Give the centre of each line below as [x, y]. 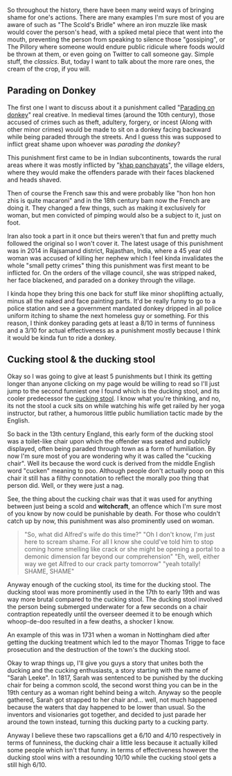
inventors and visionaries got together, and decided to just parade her [107, 714]
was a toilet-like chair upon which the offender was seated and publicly [109, 441]
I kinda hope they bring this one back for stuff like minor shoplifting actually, [115, 293]
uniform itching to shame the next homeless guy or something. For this [108, 315]
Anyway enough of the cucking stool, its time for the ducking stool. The [109, 584]
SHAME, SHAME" [49, 571]
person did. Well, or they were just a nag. [66, 485]
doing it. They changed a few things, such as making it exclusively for [107, 208]
